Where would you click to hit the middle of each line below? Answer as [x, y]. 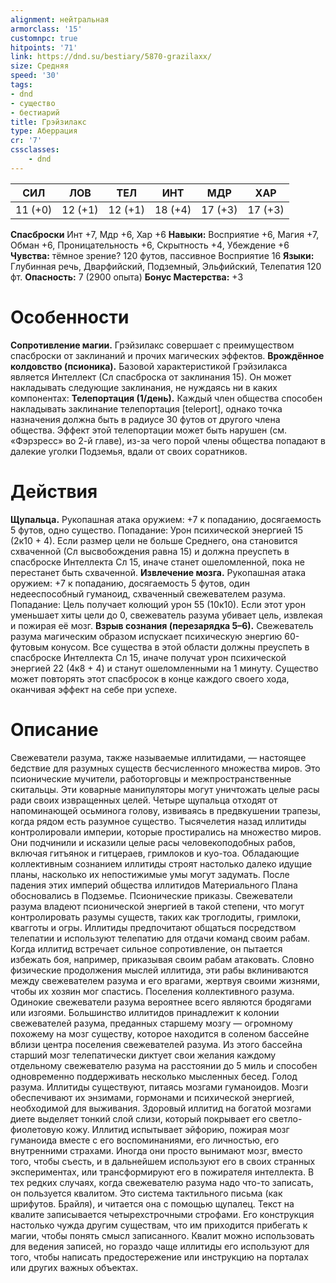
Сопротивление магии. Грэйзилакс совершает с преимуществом [152, 345]
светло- [285, 1118]
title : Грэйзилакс [48, 122]
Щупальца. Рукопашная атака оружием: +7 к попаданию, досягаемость [166, 519]
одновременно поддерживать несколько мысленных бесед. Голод [154, 1076]
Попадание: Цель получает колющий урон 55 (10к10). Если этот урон [158, 604]
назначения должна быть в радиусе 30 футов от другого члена [145, 419]
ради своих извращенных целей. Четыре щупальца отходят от [144, 800]
